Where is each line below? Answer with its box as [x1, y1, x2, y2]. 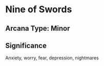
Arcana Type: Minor [5, 24, 70, 33]
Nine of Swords [5, 4, 72, 15]
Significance [5, 41, 47, 50]
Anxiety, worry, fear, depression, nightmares [5, 55, 99, 61]
